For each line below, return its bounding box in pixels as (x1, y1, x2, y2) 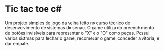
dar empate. (5, 40, 30, 46)
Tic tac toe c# (5, 3, 62, 15)
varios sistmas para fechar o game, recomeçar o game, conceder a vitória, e (5, 35, 160, 41)
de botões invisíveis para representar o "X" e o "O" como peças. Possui (5, 30, 150, 36)
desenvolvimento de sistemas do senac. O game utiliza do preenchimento (5, 25, 154, 30)
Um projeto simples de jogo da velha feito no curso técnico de (5, 20, 131, 25)
